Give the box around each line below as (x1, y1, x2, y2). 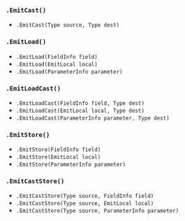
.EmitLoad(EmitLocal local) (15, 61, 98, 68)
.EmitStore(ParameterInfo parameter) (15, 161, 126, 169)
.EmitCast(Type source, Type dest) (15, 22, 120, 29)
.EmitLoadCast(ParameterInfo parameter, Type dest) (15, 115, 170, 122)
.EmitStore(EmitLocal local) (15, 154, 101, 161)
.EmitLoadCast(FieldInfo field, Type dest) (15, 99, 145, 107)
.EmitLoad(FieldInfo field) (15, 53, 98, 60)
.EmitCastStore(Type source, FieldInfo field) (15, 192, 154, 200)
